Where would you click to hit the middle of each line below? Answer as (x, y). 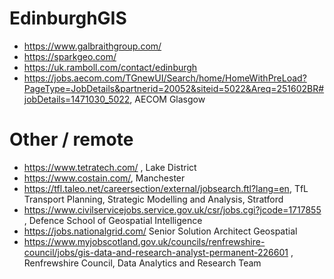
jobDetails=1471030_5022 (77, 99)
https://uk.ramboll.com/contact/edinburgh (110, 67)
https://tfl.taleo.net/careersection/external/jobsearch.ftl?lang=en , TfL (166, 188)
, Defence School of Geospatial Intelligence (113, 220)
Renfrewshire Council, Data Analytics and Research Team (142, 263)
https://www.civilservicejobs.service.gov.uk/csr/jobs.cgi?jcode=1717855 (172, 209)
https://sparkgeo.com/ (70, 56)
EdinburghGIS (68, 18)
